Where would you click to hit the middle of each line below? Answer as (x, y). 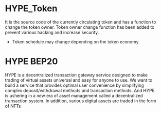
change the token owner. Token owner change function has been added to (80, 27)
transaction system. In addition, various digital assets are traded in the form (81, 101)
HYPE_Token (31, 9)
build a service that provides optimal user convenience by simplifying (75, 85)
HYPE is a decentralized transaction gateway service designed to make (76, 75)
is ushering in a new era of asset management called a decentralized (74, 95)
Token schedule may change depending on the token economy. (76, 41)
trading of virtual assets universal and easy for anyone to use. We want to (79, 80)
